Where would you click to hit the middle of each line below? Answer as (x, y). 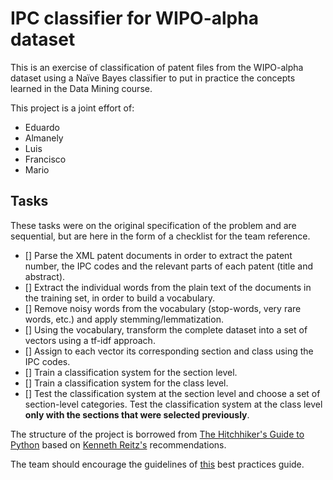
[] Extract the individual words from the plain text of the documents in (168, 287)
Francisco (45, 159)
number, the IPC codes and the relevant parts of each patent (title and (169, 266)
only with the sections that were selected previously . (137, 414)
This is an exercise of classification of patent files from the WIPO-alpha (157, 67)
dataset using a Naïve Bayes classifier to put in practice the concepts (153, 78)
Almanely (44, 138)
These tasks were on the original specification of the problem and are (153, 225)
